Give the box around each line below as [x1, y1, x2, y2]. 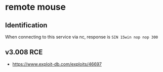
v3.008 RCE [5, 48, 43, 56]
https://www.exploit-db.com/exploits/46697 [12, 61, 102, 67]
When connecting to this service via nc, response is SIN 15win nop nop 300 [5, 34, 158, 40]
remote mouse [5, 1, 66, 13]
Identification [5, 21, 48, 29]
